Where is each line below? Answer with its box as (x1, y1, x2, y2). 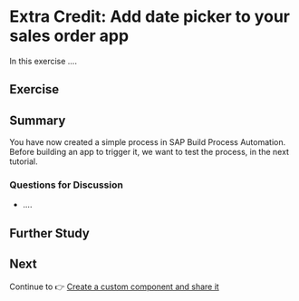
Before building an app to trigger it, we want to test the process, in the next (9, 147, 290, 158)
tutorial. (9, 156, 38, 167)
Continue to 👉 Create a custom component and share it (9, 281, 219, 292)
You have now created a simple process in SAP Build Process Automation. (9, 137, 286, 148)
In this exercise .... (9, 55, 77, 66)
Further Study (9, 225, 91, 241)
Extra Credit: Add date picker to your (9, 6, 290, 27)
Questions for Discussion (9, 179, 124, 191)
